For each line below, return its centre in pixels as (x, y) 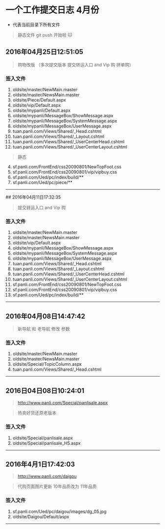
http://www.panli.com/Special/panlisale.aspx (63, 403)
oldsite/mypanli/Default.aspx (41, 110)
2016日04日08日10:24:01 (45, 390)
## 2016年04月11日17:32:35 (33, 197)
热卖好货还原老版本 (37, 413)
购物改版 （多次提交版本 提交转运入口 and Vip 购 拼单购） (75, 65)
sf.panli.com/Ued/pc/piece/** (43, 182)
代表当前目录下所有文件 (36, 25)
